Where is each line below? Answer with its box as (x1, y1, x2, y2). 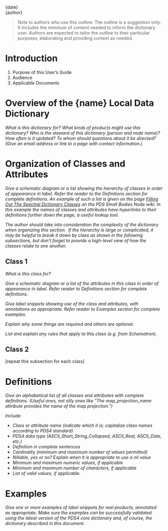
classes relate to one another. (5, 243, 66, 249)
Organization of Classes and (5, 158, 125, 170)
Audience (12, 75, 32, 81)
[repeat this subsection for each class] (5, 358, 85, 364)
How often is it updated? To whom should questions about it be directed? (5, 135, 156, 141)
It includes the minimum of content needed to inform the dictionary (17, 25, 156, 31)
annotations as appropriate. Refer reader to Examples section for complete (5, 306, 160, 312)
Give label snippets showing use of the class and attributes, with (5, 300, 139, 307)
